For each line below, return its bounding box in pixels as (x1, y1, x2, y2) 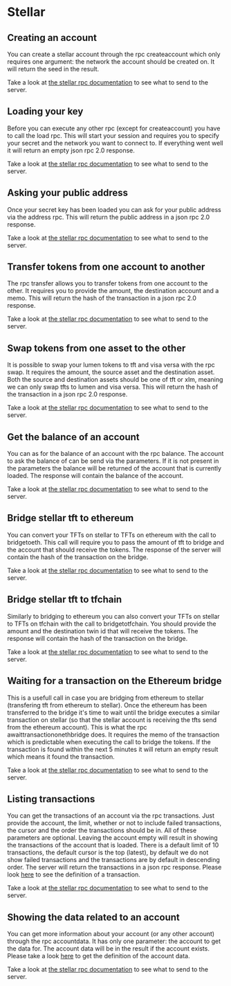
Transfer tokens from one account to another (7, 261, 205, 273)
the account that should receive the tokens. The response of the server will (7, 545, 221, 554)
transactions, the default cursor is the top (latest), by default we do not (7, 848, 209, 856)
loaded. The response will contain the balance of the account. (7, 472, 184, 480)
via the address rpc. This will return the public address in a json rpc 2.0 (7, 213, 210, 221)
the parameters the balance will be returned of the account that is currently (7, 464, 222, 473)
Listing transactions (7, 793, 95, 804)
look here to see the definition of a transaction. (7, 870, 140, 879)
